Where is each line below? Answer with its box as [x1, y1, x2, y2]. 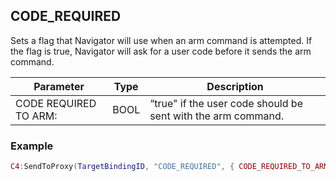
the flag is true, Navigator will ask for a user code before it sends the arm [10, 45, 312, 57]
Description [206, 79, 264, 93]
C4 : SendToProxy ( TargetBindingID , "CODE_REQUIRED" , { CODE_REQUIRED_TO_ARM [10, 162, 329, 172]
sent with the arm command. [149, 109, 285, 123]
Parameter [33, 79, 85, 93]
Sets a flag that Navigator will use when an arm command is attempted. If [10, 34, 313, 46]
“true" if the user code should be [149, 96, 303, 110]
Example [10, 139, 54, 153]
